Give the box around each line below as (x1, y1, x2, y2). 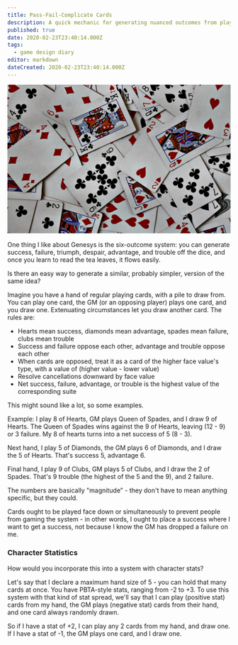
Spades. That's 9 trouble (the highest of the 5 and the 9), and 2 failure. (7, 473, 214, 481)
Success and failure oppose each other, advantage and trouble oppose (17, 342, 225, 351)
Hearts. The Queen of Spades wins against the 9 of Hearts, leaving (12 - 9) (7, 422, 226, 431)
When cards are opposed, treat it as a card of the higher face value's (17, 357, 220, 365)
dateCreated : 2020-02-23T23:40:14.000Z (7, 64, 125, 71)
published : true (7, 26, 55, 33)
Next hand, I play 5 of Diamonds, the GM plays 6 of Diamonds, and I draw (7, 443, 222, 452)
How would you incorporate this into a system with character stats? (7, 564, 204, 573)
